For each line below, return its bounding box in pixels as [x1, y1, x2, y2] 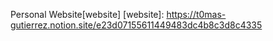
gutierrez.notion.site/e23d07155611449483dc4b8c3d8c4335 [10, 19, 263, 31]
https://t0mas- [166, 9, 227, 20]
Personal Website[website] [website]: [10, 9, 165, 20]
